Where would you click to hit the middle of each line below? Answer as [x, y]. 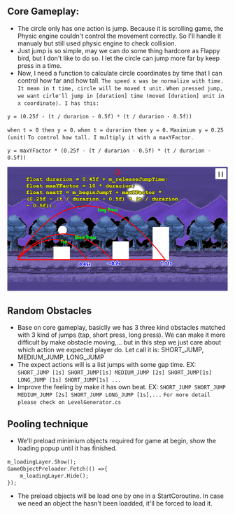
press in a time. [40, 65]
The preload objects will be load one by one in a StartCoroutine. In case [120, 496]
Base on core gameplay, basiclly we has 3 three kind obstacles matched [121, 328]
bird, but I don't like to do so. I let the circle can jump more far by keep [119, 58]
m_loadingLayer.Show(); [42, 461]
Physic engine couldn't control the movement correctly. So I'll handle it [119, 36]
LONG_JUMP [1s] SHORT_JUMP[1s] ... [69, 380]
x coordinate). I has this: [58, 103]
